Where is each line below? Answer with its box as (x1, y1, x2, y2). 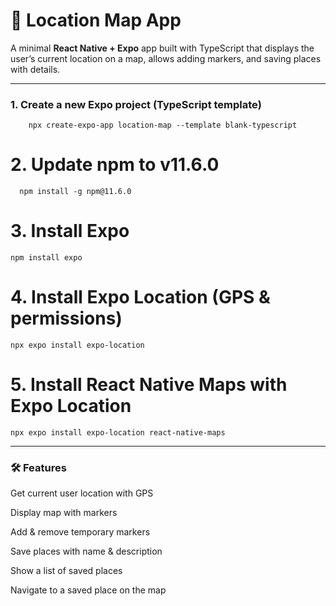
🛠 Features (10, 460, 67, 474)
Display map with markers (10, 507, 118, 519)
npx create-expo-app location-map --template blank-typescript (28, 120, 298, 131)
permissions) (10, 307, 123, 330)
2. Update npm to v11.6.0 (10, 154, 220, 176)
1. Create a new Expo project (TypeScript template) (10, 97, 262, 111)
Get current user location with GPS (10, 487, 154, 499)
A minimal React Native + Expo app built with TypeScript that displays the (10, 42, 315, 54)
